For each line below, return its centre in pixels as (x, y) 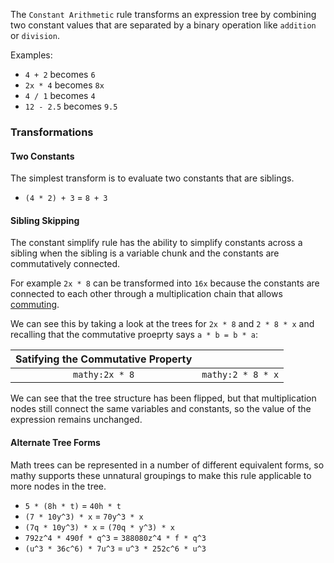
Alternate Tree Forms (55, 442)
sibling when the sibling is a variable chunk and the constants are (145, 253)
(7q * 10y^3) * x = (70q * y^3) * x (99, 526)
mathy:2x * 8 (104, 375)
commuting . (35, 305)
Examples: (31, 55)
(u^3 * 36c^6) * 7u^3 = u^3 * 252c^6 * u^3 (115, 548)
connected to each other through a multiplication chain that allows (146, 294)
